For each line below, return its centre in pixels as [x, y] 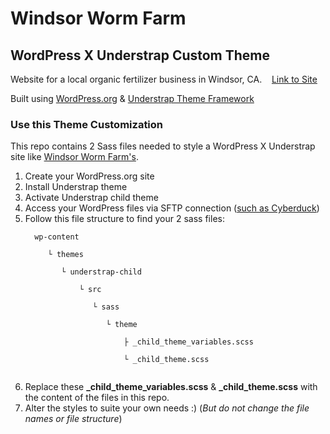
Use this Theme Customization [87, 124]
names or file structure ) [73, 419]
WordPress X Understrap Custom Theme [140, 55]
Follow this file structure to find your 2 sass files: [124, 219]
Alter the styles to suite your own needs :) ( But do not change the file [167, 408]
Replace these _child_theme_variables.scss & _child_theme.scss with [171, 387]
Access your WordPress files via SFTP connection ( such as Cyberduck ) [172, 208]
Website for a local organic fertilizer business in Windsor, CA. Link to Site [164, 79]
